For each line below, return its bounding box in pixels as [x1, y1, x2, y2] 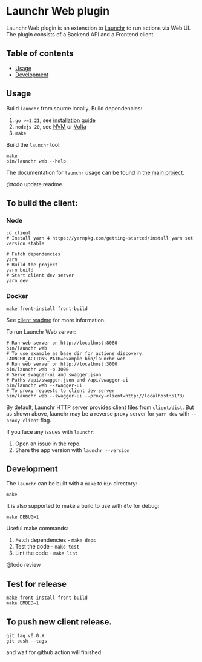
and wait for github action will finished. [6, 648, 103, 656]
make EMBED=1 [6, 600, 39, 606]
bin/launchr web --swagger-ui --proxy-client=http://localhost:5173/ [6, 393, 186, 399]
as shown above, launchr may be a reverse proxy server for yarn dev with [6, 410, 190, 417]
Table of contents [6, 49, 74, 59]
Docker [6, 292, 28, 300]
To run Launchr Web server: [6, 328, 76, 335]
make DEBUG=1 [6, 514, 39, 520]
